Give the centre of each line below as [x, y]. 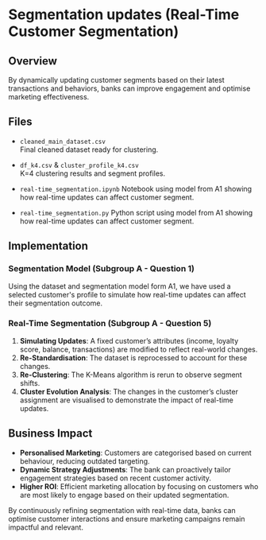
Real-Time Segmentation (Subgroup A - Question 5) [110, 324]
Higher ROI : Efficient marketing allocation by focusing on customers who [139, 486]
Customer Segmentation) [94, 31]
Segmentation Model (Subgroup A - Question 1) [101, 269]
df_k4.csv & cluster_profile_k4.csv [79, 165]
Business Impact [50, 434]
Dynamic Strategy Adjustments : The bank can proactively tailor [125, 469]
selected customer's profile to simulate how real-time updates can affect [127, 294]
